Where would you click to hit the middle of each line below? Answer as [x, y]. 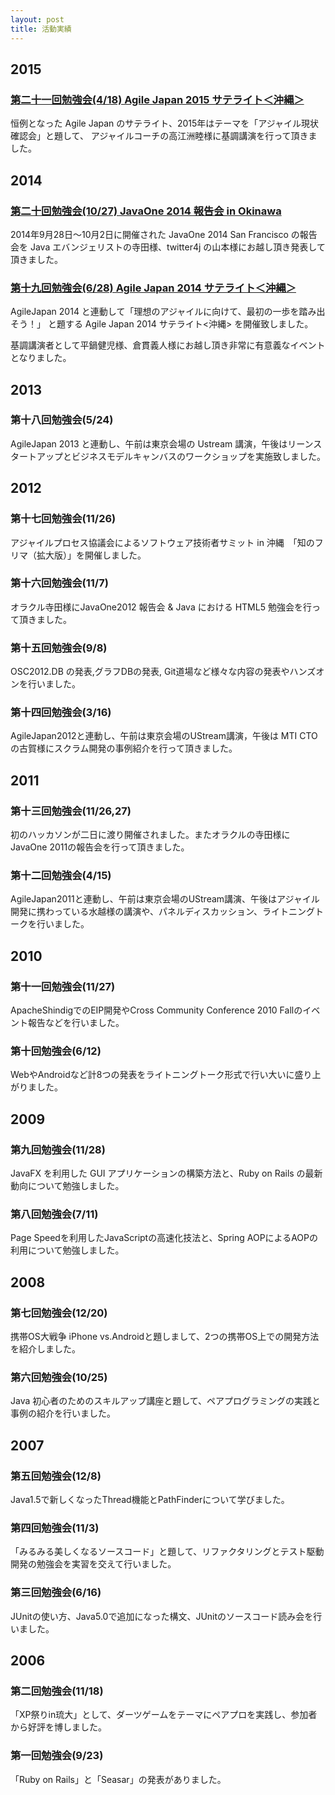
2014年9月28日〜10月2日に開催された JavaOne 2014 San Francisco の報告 [164, 234]
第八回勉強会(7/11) [54, 1214]
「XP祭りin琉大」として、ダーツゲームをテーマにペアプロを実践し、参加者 [164, 1715]
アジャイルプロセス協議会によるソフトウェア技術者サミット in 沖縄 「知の [162, 542]
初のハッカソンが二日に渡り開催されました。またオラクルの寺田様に [150, 835]
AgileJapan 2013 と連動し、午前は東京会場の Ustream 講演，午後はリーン [162, 443]
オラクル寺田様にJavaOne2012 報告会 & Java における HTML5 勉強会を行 [161, 607]
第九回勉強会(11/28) [58, 1149]
